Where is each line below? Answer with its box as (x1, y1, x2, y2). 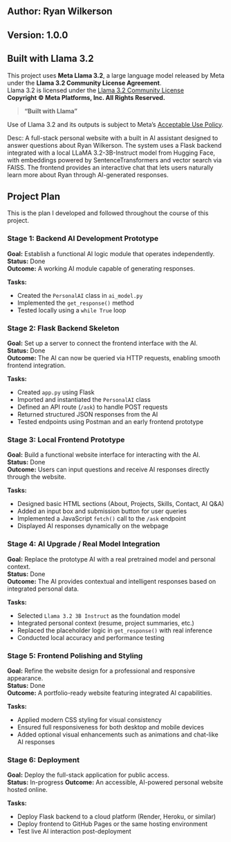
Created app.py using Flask (17, 388, 95, 396)
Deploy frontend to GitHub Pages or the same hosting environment (17, 820, 207, 828)
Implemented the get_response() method (17, 298, 135, 307)
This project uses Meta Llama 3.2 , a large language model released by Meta (7, 71, 225, 79)
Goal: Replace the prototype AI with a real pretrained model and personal (7, 555, 216, 563)
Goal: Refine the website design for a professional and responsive (7, 666, 196, 675)
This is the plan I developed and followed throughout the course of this (7, 209, 209, 217)
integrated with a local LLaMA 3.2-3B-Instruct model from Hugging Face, (7, 149, 216, 157)
